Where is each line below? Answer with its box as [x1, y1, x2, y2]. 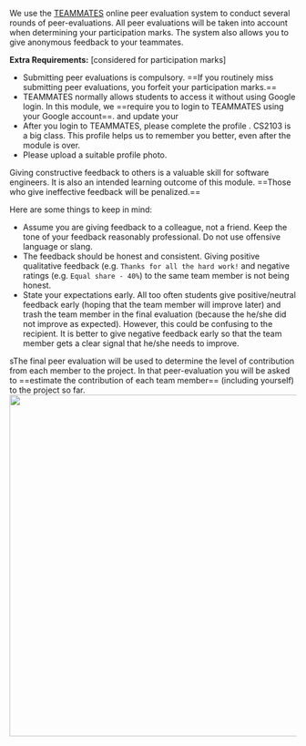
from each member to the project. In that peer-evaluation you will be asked [9, 365, 291, 376]
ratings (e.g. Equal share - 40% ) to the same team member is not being [22, 271, 290, 281]
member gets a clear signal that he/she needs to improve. [22, 338, 240, 349]
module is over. [22, 140, 80, 150]
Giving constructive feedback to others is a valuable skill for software [9, 168, 270, 178]
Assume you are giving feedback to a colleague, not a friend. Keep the [22, 222, 288, 232]
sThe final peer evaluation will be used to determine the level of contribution [9, 355, 295, 366]
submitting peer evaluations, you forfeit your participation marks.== [22, 82, 278, 92]
